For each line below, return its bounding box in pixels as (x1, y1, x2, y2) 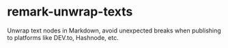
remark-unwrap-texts (7, 4, 133, 20)
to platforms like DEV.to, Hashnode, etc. (7, 33, 119, 41)
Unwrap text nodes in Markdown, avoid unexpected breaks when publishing (7, 26, 222, 34)
